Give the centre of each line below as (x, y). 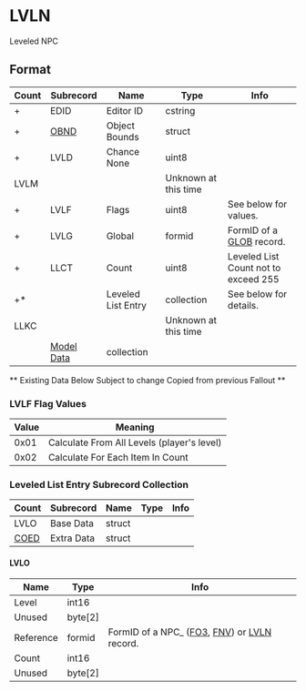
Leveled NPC (34, 41)
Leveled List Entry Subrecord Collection (99, 484)
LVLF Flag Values (48, 403)
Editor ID (125, 110)
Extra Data (72, 538)
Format (31, 70)
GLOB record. (256, 241)
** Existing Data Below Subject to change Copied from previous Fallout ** (148, 380)
